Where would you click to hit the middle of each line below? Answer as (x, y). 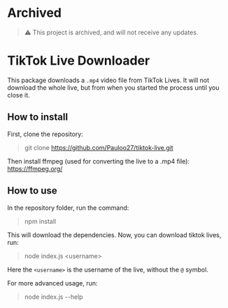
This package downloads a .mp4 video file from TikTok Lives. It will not (108, 80)
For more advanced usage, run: (52, 283)
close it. (19, 95)
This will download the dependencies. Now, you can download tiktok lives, (114, 235)
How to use (32, 191)
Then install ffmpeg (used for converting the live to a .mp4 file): (99, 161)
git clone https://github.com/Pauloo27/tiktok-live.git (99, 147)
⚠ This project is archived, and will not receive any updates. (111, 32)
